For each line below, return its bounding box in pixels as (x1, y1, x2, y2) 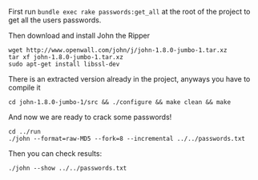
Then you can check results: (8, 149, 103, 158)
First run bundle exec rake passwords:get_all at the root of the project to (8, 7, 251, 16)
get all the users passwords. (8, 15, 102, 25)
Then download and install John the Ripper (8, 31, 151, 40)
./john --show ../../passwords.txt (8, 164, 127, 172)
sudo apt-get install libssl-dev (8, 60, 120, 68)
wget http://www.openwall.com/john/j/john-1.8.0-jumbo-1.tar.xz (8, 46, 228, 54)
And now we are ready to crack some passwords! (8, 112, 172, 122)
